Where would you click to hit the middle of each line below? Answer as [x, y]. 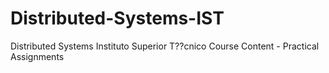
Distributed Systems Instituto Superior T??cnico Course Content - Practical [165, 46]
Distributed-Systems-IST [117, 18]
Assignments [37, 56]
